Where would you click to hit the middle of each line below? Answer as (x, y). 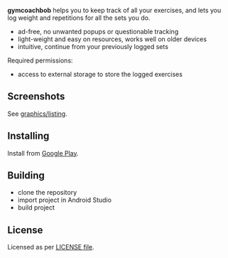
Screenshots (36, 96)
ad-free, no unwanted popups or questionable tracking (98, 32)
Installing (28, 136)
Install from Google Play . (43, 153)
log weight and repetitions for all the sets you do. (79, 18)
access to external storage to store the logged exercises (100, 74)
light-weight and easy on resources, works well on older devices (112, 39)
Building (26, 176)
